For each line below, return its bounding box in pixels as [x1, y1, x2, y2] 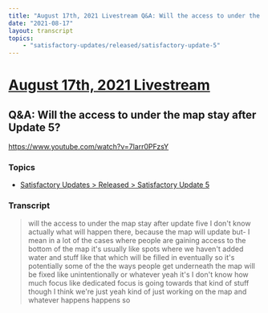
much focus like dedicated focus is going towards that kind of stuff [27, 278, 250, 287]
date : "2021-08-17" [8, 19, 74, 27]
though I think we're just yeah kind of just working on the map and [27, 287, 247, 296]
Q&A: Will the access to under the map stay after [8, 108, 257, 121]
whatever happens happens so [27, 295, 131, 305]
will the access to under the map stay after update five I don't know [27, 218, 251, 228]
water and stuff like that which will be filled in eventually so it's [27, 252, 235, 262]
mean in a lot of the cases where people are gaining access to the [27, 235, 246, 245]
